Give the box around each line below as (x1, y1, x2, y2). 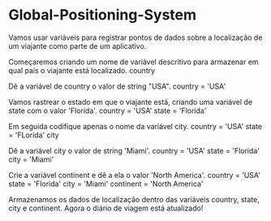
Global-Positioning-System (8, 6, 197, 24)
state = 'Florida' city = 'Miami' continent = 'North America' (8, 179, 204, 188)
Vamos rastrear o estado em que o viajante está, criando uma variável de (8, 97, 253, 106)
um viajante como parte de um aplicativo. (8, 41, 147, 50)
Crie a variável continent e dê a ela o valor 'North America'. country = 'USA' (8, 170, 261, 180)
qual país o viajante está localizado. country (8, 65, 156, 75)
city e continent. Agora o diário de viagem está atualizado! (8, 203, 204, 213)
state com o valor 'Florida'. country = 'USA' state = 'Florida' (8, 106, 207, 115)
